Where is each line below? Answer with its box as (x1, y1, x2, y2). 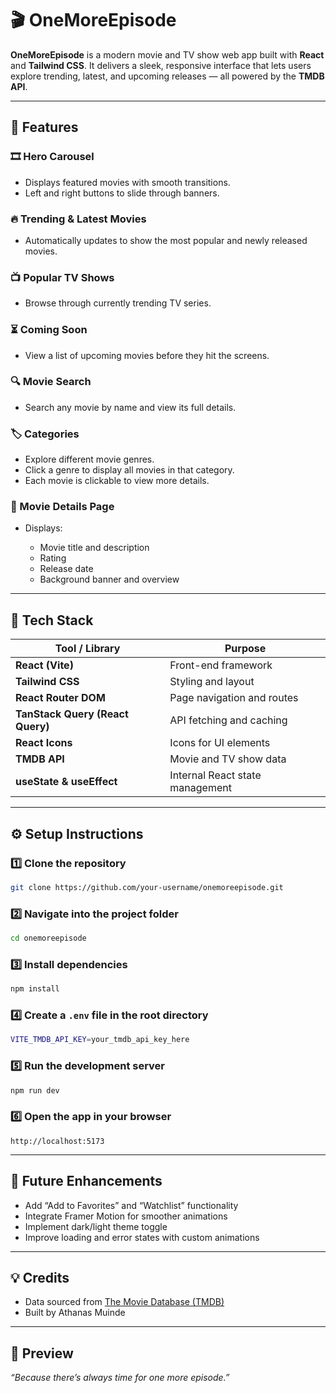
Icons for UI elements (169, 736, 271, 750)
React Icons (15, 736, 73, 750)
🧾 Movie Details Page (10, 500, 115, 514)
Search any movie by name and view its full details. (24, 401, 237, 413)
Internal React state (169, 768, 262, 782)
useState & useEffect (15, 775, 118, 789)
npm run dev (10, 1085, 60, 1096)
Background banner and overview (39, 573, 180, 586)
